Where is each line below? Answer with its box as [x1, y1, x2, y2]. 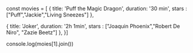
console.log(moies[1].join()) [6, 41, 73, 47]
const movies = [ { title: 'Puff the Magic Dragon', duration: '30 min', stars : [6, 5, 187, 12]
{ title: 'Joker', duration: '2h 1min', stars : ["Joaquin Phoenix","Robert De [6, 23, 180, 29]
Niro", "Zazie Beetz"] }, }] [6, 29, 69, 36]
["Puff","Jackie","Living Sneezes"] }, [6, 11, 94, 18]
